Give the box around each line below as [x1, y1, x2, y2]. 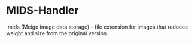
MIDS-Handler [6, 4, 79, 17]
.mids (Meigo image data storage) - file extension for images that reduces [6, 23, 189, 30]
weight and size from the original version [6, 29, 107, 36]
